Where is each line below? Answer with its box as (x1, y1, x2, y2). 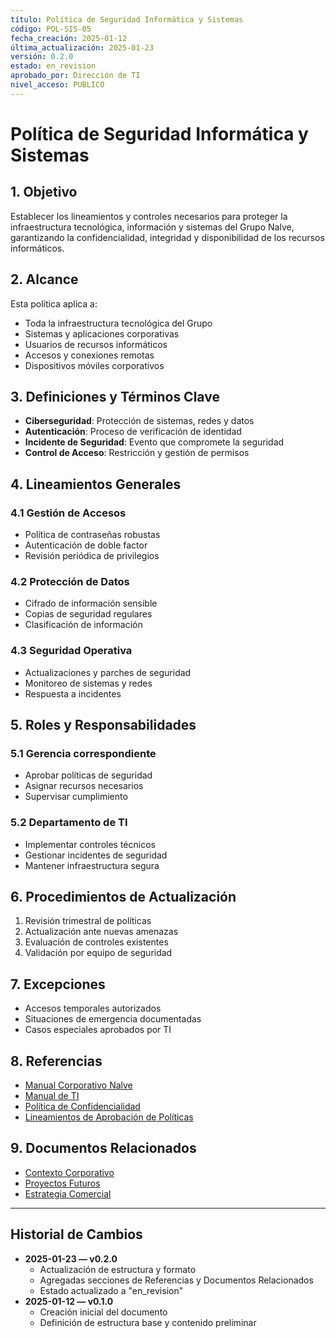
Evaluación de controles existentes (24, 936, 169, 948)
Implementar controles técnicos (24, 838, 156, 850)
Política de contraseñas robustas (24, 529, 161, 541)
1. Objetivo (10, 184, 78, 201)
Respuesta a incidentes (24, 687, 122, 700)
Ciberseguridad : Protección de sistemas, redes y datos (24, 415, 255, 427)
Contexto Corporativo (24, 1166, 115, 1178)
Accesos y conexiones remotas (24, 349, 155, 361)
